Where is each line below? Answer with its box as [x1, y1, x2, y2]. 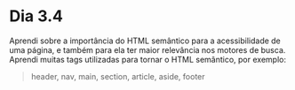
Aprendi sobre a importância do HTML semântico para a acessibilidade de [9, 35, 282, 46]
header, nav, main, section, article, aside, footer [30, 71, 206, 81]
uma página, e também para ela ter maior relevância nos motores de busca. [9, 44, 286, 55]
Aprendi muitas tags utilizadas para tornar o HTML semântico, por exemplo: [9, 54, 287, 64]
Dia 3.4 [9, 6, 64, 26]
